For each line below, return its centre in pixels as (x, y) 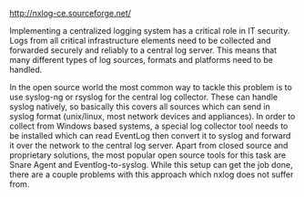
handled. (26, 69)
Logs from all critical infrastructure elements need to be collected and (140, 41)
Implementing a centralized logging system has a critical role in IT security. (150, 31)
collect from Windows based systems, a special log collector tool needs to (149, 126)
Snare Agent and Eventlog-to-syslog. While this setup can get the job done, (151, 165)
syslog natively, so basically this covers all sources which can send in (140, 107)
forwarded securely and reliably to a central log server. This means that (143, 50)
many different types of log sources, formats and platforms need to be (141, 60)
